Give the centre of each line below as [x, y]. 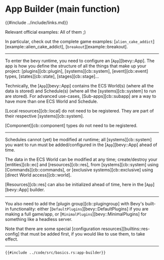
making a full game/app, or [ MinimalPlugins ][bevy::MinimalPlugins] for [76, 214]
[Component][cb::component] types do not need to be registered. [71, 125]
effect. [12, 239]
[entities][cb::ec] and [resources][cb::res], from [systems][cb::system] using [82, 164]
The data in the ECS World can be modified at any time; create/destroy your [81, 159]
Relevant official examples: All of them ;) [46, 32]
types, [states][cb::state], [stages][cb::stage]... [52, 76]
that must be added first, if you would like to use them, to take [83, 234]
